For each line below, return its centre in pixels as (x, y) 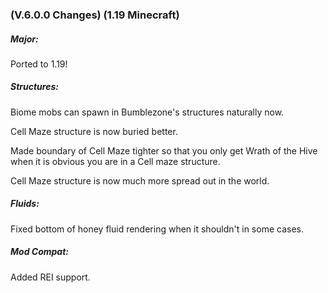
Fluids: (25, 204)
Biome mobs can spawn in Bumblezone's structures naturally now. (147, 112)
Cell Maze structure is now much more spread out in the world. (140, 180)
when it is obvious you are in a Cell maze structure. (115, 161)
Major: (24, 39)
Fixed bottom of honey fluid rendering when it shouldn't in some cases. (157, 229)
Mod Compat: (39, 252)
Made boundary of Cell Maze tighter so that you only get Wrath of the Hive (164, 150)
